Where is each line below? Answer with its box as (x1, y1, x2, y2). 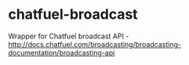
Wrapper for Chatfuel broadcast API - (8, 31, 129, 41)
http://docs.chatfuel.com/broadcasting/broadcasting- (8, 39, 182, 49)
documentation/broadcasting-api (8, 48, 115, 57)
